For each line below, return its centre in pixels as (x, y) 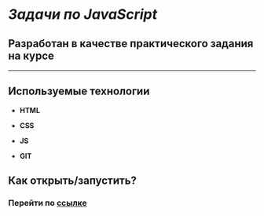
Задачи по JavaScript (83, 15)
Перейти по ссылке (48, 203)
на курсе (31, 55)
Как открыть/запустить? (73, 181)
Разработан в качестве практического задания (131, 44)
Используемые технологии (79, 92)
